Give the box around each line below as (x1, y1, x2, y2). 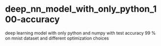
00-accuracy (5, 14, 60, 25)
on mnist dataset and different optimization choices (5, 35, 109, 41)
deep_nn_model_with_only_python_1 (5, 3, 157, 15)
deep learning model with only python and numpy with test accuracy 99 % (5, 30, 156, 36)
